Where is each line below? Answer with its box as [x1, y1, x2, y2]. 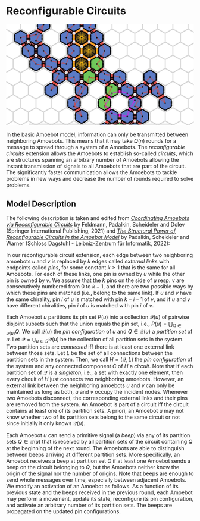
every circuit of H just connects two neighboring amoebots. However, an [6, 376, 184, 383]
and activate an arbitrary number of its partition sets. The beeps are [6, 501, 173, 509]
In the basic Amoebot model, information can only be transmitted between [6, 131, 189, 138]
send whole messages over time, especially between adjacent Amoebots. [6, 476, 186, 484]
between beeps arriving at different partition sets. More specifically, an [6, 451, 180, 459]
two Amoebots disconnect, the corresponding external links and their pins [6, 394, 188, 402]
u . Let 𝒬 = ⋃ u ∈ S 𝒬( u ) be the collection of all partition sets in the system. [6, 335, 184, 344]
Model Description [6, 199, 76, 209]
